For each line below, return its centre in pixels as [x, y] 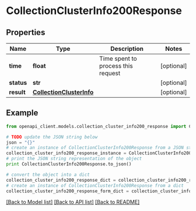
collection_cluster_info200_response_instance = [66, 153]
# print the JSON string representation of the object [74, 159]
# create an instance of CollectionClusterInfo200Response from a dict [95, 185]
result [17, 92]
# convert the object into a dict [48, 174]
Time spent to [118, 58]
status [18, 83]
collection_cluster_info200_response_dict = [61, 180]
